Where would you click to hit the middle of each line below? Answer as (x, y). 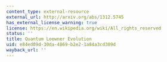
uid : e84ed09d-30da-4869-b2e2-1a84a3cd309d (61, 45)
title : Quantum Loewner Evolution (49, 39)
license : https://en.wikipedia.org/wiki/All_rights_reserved (84, 28)
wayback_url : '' (26, 50)
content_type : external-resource (48, 12)
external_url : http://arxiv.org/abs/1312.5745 (65, 17)
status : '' (20, 34)
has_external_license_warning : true (52, 22)
